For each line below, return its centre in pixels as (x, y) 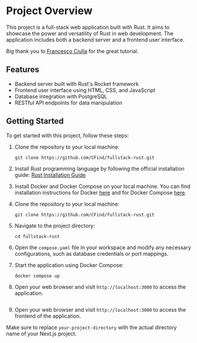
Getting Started (35, 121)
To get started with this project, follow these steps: (68, 135)
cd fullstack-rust (37, 236)
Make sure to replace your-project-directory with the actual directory (91, 327)
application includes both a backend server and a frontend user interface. (95, 39)
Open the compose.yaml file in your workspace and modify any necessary (103, 247)
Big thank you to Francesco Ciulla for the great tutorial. (72, 51)
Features (23, 70)
